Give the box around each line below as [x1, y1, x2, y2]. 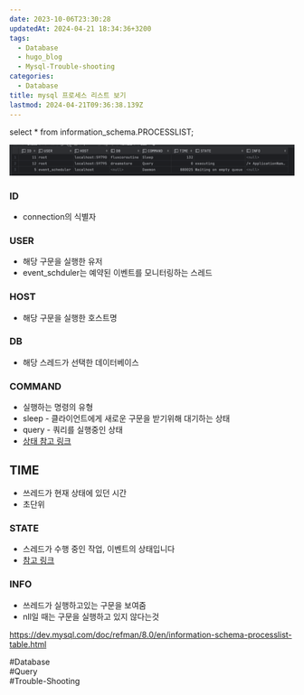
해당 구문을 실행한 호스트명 [22, 312, 118, 323]
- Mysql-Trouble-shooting [17, 62, 116, 71]
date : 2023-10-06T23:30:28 [9, 14, 111, 23]
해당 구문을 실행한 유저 [22, 256, 103, 267]
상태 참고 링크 [22, 436, 71, 446]
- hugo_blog [17, 52, 63, 62]
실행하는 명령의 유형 [22, 402, 93, 413]
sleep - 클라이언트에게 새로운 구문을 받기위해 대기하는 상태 [22, 413, 231, 424]
